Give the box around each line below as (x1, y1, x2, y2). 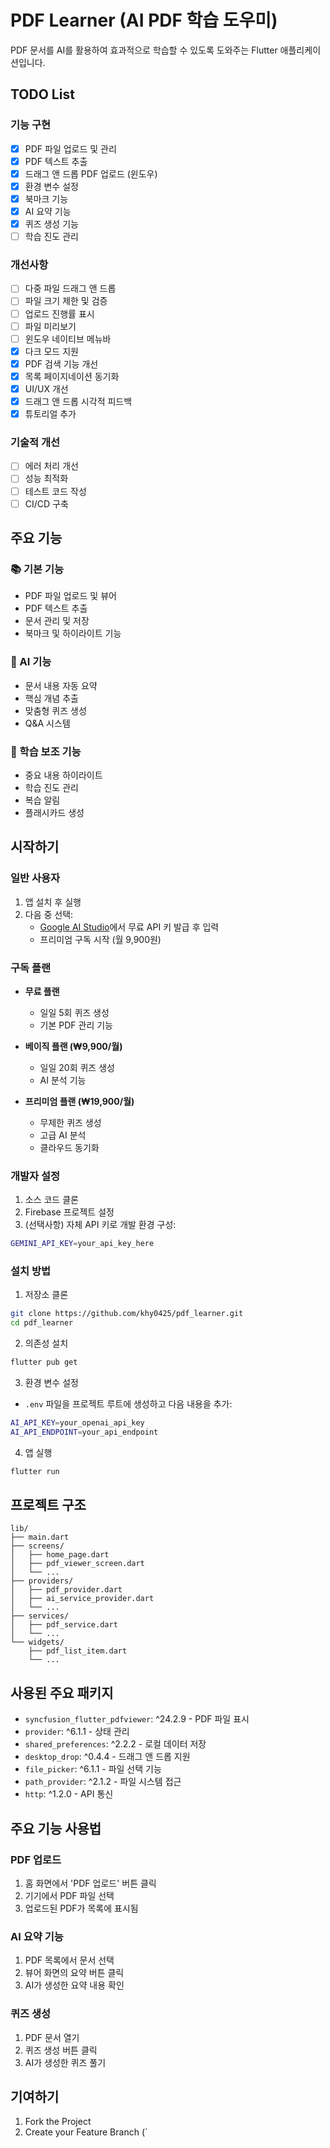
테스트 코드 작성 (24, 485, 87, 497)
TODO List (10, 86, 75, 103)
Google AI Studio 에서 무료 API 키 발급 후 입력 (39, 921, 220, 933)
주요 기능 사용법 (10, 1820, 102, 1837)
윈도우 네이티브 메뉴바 (24, 332, 112, 345)
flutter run (10, 1466, 60, 1476)
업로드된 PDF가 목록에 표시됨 (24, 1902, 139, 1914)
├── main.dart (10, 1532, 70, 1543)
